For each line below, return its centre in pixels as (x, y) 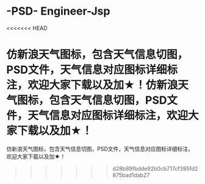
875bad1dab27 (131, 175)
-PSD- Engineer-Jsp (58, 11)
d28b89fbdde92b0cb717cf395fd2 (155, 168)
